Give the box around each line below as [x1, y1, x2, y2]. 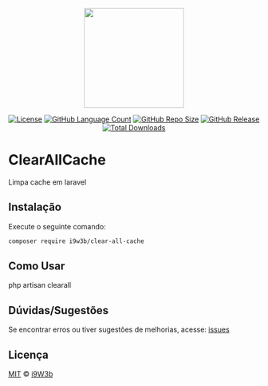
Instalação [8, 201, 62, 214]
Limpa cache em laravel [8, 177, 87, 187]
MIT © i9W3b [8, 369, 53, 379]
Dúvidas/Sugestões [8, 304, 109, 317]
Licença [8, 348, 49, 361]
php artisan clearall [8, 281, 72, 290]
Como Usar [8, 260, 65, 273]
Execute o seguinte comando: [8, 221, 106, 231]
